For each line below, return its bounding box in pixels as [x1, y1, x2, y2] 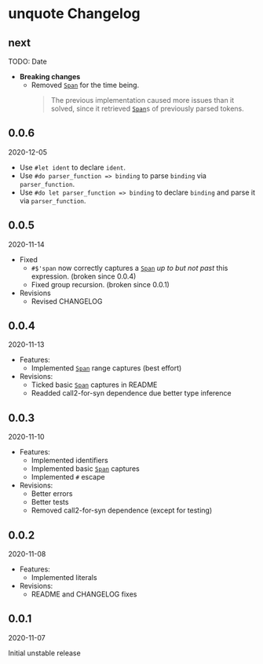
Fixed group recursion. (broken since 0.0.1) [31, 279, 170, 289]
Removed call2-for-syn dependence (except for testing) [31, 505, 213, 515]
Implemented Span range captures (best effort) [31, 363, 182, 373]
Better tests [31, 498, 69, 507]
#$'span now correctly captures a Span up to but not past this [31, 263, 228, 272]
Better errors [31, 489, 73, 498]
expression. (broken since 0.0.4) [31, 272, 137, 281]
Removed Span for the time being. [31, 80, 140, 89]
